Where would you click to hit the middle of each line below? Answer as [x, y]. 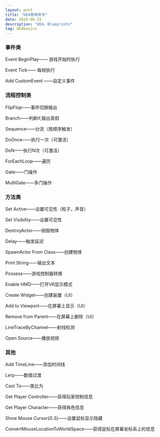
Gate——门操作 [21, 172]
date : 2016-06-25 [23, 19]
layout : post [19, 10]
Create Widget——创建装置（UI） [40, 295]
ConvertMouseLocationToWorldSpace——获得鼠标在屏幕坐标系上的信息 [80, 429]
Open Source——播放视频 [32, 338]
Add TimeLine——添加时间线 [35, 365]
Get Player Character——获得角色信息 [45, 408]
